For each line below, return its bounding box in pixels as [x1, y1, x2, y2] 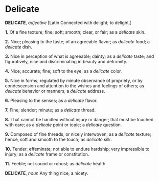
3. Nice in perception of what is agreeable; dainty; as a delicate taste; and [5, 53, 154, 59]
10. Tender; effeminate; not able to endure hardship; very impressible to [5, 146, 150, 152]
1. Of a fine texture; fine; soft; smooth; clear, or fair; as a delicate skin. [5, 29, 146, 35]
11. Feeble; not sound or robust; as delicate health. [5, 160, 107, 166]
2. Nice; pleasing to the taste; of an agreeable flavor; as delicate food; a [5, 38, 150, 45]
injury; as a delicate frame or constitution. [5, 151, 90, 157]
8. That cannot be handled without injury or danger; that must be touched [5, 116, 154, 122]
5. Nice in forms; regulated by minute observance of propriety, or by [5, 78, 143, 83]
